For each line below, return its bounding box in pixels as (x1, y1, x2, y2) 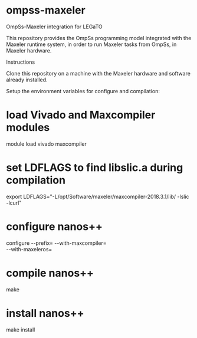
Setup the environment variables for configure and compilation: (6, 87, 160, 94)
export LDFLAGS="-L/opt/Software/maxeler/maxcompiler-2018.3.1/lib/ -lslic (6, 193, 190, 200)
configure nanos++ (6, 220, 103, 233)
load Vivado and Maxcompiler (6, 109, 156, 122)
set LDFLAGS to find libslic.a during (6, 161, 183, 175)
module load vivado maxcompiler (6, 140, 87, 147)
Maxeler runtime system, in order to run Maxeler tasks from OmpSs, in (6, 41, 177, 48)
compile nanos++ (6, 266, 94, 280)
